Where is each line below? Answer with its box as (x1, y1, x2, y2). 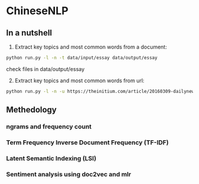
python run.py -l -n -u (6, 88, 65, 94)
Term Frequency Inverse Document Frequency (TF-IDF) (6, 138, 169, 146)
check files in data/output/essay (6, 65, 85, 72)
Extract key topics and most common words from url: (14, 77, 145, 84)
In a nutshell (6, 28, 52, 38)
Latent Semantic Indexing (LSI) (6, 154, 97, 162)
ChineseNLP (6, 4, 69, 18)
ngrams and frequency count (6, 122, 92, 131)
